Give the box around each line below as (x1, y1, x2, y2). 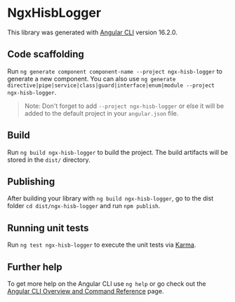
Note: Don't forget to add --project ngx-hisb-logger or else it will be (24, 102, 224, 110)
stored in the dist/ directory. (7, 156, 91, 164)
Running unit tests (7, 222, 89, 234)
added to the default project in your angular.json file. (24, 109, 179, 117)
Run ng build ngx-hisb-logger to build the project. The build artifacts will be (7, 148, 229, 156)
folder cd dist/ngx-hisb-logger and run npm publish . (7, 202, 161, 210)
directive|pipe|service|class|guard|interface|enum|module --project (7, 82, 215, 89)
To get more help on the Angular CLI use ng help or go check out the (7, 280, 206, 288)
